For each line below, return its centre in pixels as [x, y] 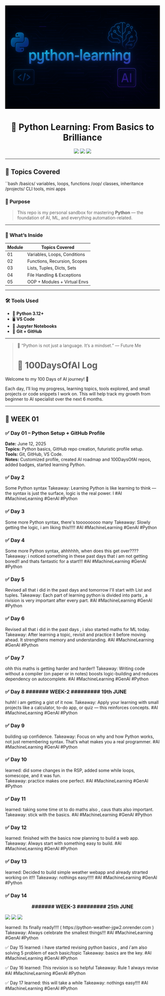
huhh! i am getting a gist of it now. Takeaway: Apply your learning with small [82, 702]
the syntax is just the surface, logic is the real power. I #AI [64, 494]
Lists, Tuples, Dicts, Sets [52, 268]
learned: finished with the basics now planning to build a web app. [72, 838]
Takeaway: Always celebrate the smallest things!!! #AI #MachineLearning [79, 933]
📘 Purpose [18, 201]
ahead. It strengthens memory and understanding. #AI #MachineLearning [80, 640]
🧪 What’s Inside [24, 235]
